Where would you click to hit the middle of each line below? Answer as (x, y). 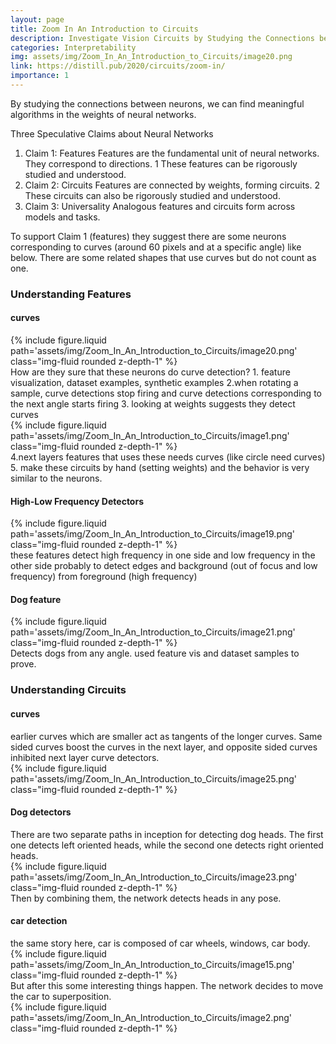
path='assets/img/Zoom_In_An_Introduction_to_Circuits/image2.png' (151, 1017)
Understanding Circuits (68, 690)
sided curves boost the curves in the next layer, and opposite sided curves (164, 747)
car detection (39, 921)
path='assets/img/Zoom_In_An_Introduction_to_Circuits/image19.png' (153, 534)
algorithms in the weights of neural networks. (103, 114)
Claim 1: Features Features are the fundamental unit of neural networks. (172, 153)
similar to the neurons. (56, 478)
